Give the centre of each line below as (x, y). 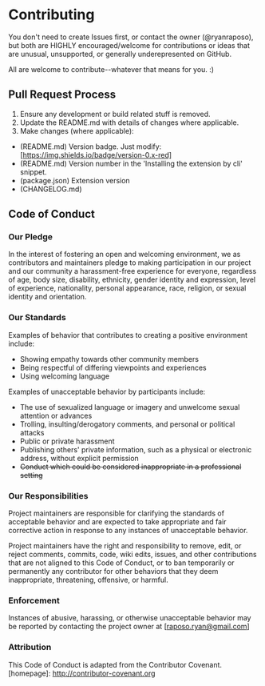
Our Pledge (31, 237)
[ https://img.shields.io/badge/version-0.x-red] (96, 154)
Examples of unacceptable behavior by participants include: (107, 391)
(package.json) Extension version (75, 180)
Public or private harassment (67, 441)
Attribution (30, 648)
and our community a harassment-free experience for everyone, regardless (132, 271)
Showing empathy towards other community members (109, 359)
